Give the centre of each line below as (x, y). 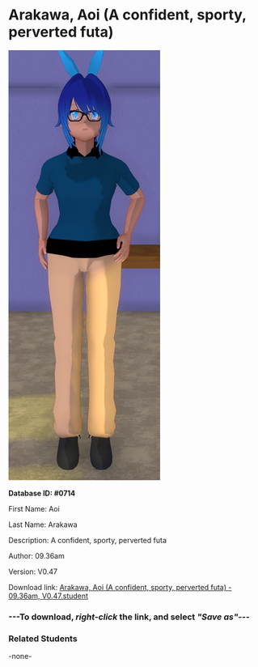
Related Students (43, 639)
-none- (20, 656)
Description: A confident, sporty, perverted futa (88, 540)
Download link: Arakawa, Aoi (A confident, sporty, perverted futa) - (120, 587)
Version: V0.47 (33, 571)
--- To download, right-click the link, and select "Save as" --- (129, 617)
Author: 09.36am (36, 555)
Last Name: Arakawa (43, 525)
